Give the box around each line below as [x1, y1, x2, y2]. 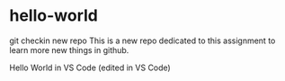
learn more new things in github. [9, 44, 129, 55]
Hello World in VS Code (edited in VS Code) [9, 62, 171, 73]
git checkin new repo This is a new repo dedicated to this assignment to [9, 35, 276, 46]
